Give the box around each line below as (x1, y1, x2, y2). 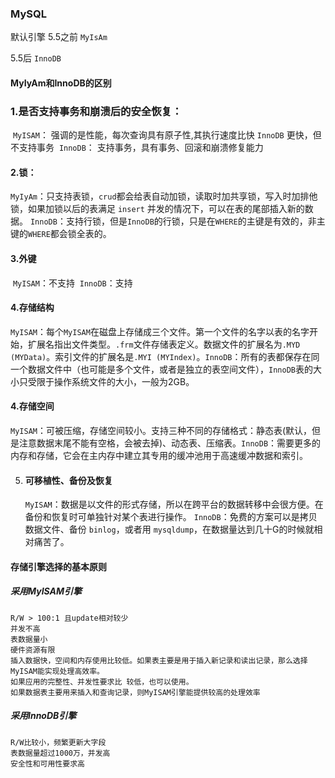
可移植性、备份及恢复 (24, 474, 113, 486)
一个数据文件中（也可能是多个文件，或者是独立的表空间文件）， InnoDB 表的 (10, 363, 313, 375)
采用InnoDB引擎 (10, 710, 77, 722)
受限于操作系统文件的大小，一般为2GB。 (27, 375, 195, 387)
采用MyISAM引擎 (10, 585, 83, 597)
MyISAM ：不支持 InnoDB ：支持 (12, 277, 133, 289)
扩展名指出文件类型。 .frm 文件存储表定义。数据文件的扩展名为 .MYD (27, 338, 301, 350)
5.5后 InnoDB (10, 52, 62, 64)
